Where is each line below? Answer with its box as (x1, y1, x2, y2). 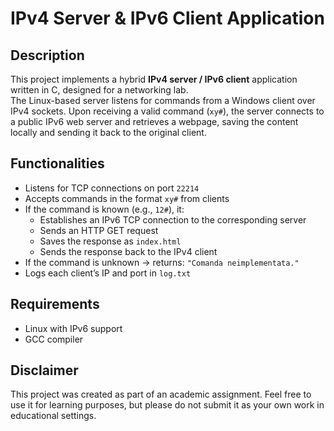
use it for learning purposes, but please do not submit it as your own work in (10, 399, 325, 411)
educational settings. (10, 410, 97, 422)
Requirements (10, 296, 100, 313)
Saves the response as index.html (39, 235, 182, 247)
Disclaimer (10, 362, 79, 379)
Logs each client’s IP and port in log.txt (24, 267, 192, 279)
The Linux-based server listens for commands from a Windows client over (10, 95, 316, 106)
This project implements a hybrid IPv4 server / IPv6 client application (10, 73, 298, 85)
